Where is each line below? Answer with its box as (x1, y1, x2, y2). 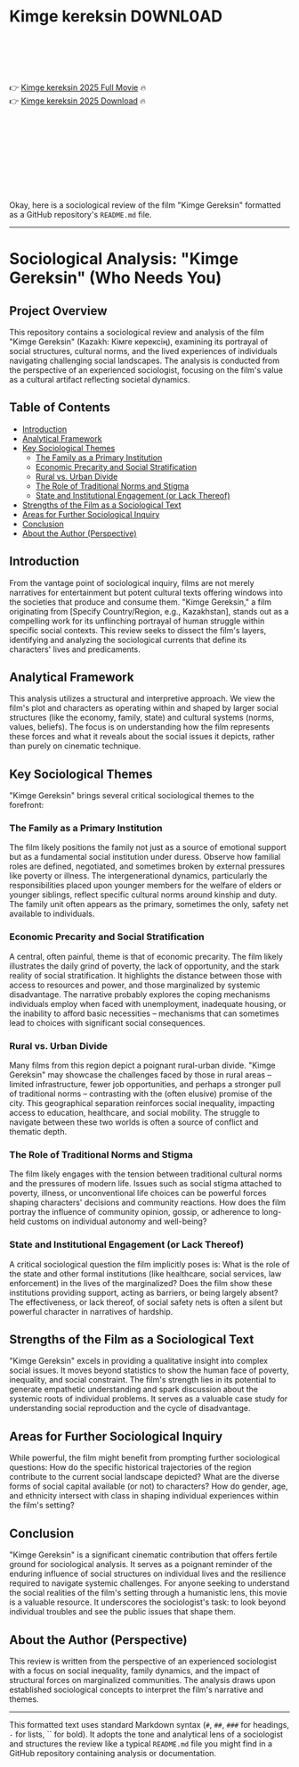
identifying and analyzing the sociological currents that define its (9, 634, 247, 645)
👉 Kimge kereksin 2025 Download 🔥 (9, 95, 147, 106)
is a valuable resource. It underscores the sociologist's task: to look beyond (9, 1597, 287, 1607)
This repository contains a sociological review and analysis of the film (9, 326, 264, 337)
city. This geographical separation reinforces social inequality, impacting (9, 1098, 276, 1109)
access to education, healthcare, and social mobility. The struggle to (9, 1108, 261, 1119)
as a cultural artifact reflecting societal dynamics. (9, 374, 190, 384)
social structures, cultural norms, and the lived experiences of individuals (9, 345, 278, 356)
